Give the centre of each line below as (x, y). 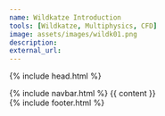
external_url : (36, 51)
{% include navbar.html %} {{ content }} (82, 94)
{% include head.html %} (55, 76)
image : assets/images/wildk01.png (74, 34)
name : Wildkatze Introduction (66, 17)
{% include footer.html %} (57, 103)
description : (33, 42)
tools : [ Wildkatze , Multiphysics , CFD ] (83, 26)
